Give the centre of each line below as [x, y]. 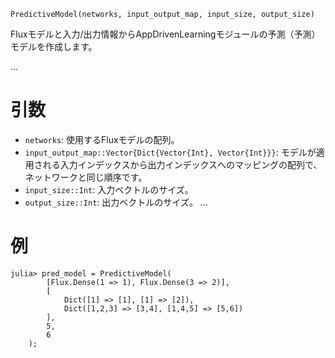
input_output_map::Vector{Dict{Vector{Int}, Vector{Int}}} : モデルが [170, 152]
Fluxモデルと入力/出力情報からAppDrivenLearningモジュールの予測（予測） [165, 34]
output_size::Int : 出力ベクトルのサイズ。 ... [116, 202]
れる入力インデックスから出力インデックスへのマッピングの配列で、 [182, 164]
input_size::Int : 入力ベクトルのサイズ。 [109, 189]
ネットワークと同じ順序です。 [86, 177]
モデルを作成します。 [54, 46]
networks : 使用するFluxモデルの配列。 [102, 139]
